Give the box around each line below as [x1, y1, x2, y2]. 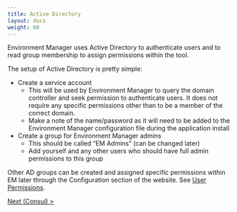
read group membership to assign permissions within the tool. [7, 51, 189, 59]
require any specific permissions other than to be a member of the [28, 101, 223, 110]
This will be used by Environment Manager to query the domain [28, 86, 215, 95]
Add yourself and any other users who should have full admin [28, 147, 209, 156]
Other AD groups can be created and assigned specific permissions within [7, 168, 226, 177]
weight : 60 [7, 24, 40, 31]
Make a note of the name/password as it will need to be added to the [28, 116, 230, 125]
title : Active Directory [7, 10, 81, 18]
